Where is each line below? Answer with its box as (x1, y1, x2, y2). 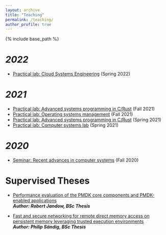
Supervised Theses (5, 175, 90, 187)
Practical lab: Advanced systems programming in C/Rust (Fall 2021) (12, 106, 155, 112)
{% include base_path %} (5, 36, 59, 42)
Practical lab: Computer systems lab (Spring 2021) (12, 122, 119, 128)
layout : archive (5, 7, 40, 13)
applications (31, 198, 57, 203)
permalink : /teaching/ (5, 17, 54, 22)
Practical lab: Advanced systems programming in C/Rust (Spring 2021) (12, 116, 162, 123)
